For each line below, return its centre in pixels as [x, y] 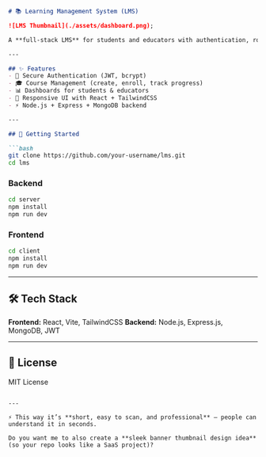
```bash [21, 148]
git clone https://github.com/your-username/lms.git [97, 156]
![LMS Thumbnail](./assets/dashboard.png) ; [81, 25]
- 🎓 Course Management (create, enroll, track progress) [106, 83]
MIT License [28, 382]
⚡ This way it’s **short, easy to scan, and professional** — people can [133, 417]
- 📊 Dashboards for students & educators [78, 91]
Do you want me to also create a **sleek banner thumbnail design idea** [133, 438]
